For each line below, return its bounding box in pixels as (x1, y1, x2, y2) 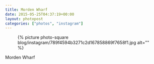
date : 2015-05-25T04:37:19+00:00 (5, 12, 75, 17)
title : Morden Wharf (5, 7, 48, 12)
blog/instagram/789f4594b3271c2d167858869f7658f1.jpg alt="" (17, 40, 150, 46)
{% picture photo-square (17, 34, 69, 40)
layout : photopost (5, 16, 43, 21)
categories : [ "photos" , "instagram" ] (5, 21, 83, 26)
